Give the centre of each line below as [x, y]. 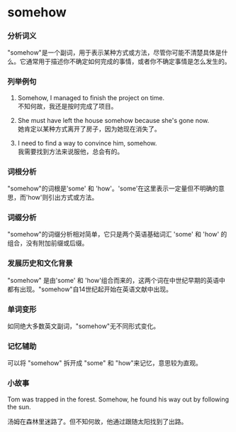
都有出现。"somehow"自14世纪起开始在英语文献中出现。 [90, 289]
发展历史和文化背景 [40, 264]
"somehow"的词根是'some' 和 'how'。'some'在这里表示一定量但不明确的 [113, 188]
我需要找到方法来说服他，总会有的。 [71, 151]
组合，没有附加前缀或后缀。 [48, 243]
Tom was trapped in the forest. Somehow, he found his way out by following [118, 399]
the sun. [19, 406]
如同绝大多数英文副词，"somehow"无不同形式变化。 [84, 326]
